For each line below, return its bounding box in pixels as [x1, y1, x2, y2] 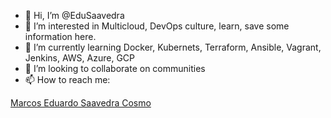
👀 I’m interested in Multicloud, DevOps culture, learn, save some [24, 20, 290, 32]
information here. [24, 31, 97, 42]
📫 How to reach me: [24, 74, 111, 85]
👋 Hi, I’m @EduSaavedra [24, 10, 125, 21]
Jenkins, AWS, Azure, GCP [24, 52, 135, 64]
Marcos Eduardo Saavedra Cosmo [10, 97, 152, 109]
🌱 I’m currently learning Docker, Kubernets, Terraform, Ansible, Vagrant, [24, 41, 322, 53]
